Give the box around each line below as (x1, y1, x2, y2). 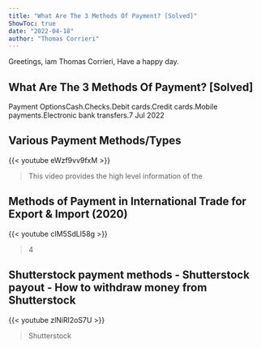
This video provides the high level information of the (28, 171, 203, 181)
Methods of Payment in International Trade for (8, 195, 247, 208)
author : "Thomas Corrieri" (8, 34, 100, 43)
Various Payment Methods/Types (8, 134, 182, 148)
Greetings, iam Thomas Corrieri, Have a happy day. (8, 57, 180, 67)
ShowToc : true (8, 19, 57, 28)
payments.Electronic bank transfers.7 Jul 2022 (8, 110, 165, 120)
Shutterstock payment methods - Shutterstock (8, 269, 250, 282)
